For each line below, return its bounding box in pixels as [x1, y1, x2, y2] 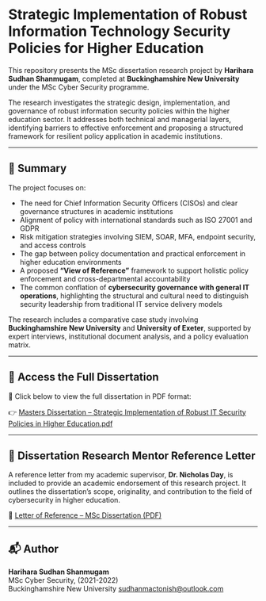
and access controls [19, 240, 86, 250]
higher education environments [19, 257, 123, 266]
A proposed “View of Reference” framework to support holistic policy [19, 266, 249, 275]
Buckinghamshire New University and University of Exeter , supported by [8, 323, 252, 332]
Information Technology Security [8, 22, 231, 40]
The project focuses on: [8, 182, 86, 192]
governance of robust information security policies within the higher [8, 105, 230, 116]
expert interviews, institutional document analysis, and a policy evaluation [8, 331, 249, 341]
